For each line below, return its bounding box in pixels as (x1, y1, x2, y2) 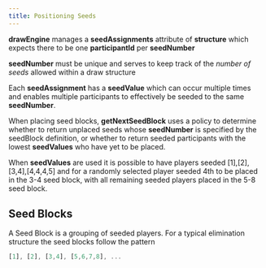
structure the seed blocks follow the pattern (8, 237, 156, 247)
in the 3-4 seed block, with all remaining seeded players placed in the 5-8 (8, 175, 256, 184)
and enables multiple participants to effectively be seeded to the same (8, 91, 245, 102)
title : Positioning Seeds (8, 11, 96, 20)
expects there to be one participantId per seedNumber (8, 42, 195, 53)
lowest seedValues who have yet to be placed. (8, 141, 166, 151)
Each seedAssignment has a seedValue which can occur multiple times (8, 83, 251, 93)
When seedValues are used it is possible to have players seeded (8, 158, 226, 167)
